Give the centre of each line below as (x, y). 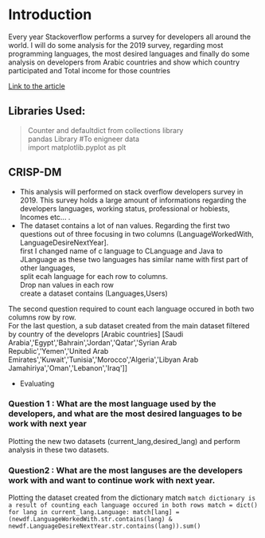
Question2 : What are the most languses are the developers (125, 470)
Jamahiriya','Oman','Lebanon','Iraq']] (68, 367)
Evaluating (37, 383)
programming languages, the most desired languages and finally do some (129, 53)
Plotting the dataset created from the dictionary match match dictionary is (132, 498)
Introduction (50, 15)
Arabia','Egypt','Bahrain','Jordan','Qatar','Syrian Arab (93, 342)
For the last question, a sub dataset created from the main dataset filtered (129, 325)
